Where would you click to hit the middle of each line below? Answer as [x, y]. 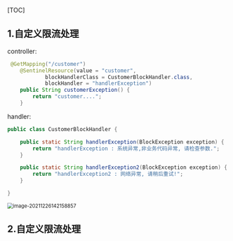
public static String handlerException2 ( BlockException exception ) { [124, 167]
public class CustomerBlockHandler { [62, 129]
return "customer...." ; [67, 97]
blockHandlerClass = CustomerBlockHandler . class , [119, 77]
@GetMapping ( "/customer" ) [48, 64]
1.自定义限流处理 [43, 34]
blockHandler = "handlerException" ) [98, 83]
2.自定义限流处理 [44, 229]
